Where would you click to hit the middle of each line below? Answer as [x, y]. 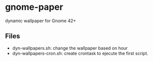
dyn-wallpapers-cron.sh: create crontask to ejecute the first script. [80, 53]
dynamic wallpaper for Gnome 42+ [41, 21]
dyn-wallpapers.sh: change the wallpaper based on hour [70, 48]
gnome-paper [34, 7]
